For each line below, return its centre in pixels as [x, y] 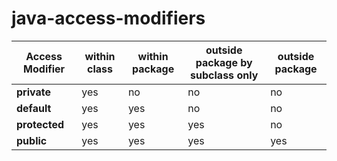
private [33, 92]
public [32, 140]
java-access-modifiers [108, 18]
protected [40, 124]
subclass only [224, 75]
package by [224, 62]
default [34, 108]
